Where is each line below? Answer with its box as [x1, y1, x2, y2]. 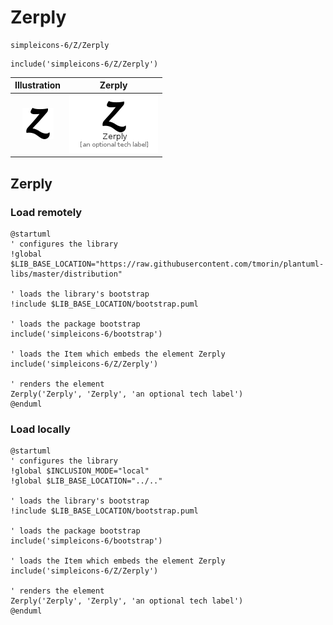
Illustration [14, 79, 62, 91]
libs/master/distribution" [10, 269, 123, 279]
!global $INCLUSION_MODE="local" [10, 466, 150, 476]
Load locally [10, 422, 71, 436]
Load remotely [10, 205, 83, 219]
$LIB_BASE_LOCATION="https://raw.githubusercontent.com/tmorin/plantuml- [10, 259, 325, 269]
